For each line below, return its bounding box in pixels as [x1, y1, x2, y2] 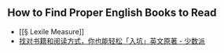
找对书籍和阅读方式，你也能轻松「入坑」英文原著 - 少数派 [18, 36, 206, 45]
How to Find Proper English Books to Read [7, 6, 217, 19]
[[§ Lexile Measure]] [18, 26, 84, 36]
